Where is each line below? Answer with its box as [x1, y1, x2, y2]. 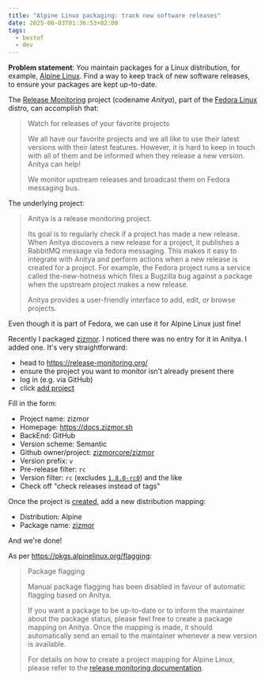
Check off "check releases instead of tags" [19, 481, 161, 491]
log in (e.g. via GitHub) [19, 375, 93, 384]
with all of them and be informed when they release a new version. [27, 151, 245, 161]
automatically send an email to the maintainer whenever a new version [27, 631, 257, 640]
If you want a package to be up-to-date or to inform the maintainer [27, 606, 245, 615]
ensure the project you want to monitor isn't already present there [19, 366, 235, 376]
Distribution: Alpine [19, 512, 82, 521]
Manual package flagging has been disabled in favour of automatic [27, 582, 246, 591]
